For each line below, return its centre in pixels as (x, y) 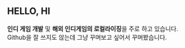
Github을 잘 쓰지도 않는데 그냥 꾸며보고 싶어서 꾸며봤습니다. (87, 37)
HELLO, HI (29, 11)
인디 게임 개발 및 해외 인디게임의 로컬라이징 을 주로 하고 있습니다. (93, 28)
